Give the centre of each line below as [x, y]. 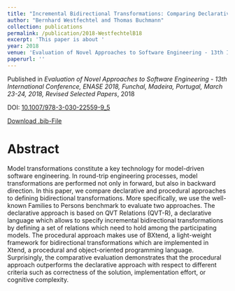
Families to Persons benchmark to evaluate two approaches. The [121, 205]
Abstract [33, 149]
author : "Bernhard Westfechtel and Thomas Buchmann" [86, 20]
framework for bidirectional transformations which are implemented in [108, 242]
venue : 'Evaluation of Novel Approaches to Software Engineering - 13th [115, 53]
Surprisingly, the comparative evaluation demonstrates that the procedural [114, 257]
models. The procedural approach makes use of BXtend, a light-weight [109, 235]
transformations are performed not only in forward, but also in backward [112, 183]
